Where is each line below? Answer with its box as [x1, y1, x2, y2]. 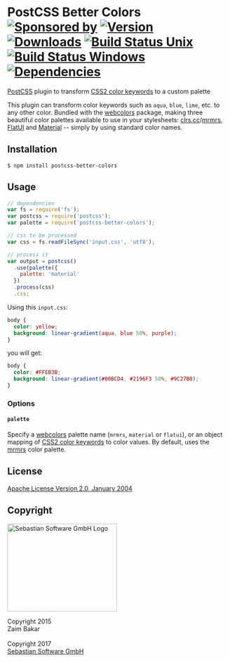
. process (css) [13, 284, 55, 291]
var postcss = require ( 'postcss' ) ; [7, 213, 111, 220]
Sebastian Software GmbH [7, 647, 84, 655]
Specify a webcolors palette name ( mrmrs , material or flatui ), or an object [7, 430, 223, 439]
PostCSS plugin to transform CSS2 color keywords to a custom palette [7, 87, 211, 95]
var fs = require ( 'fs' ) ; [7, 206, 80, 213]
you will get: [7, 349, 43, 357]
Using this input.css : [7, 303, 69, 311]
